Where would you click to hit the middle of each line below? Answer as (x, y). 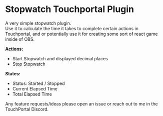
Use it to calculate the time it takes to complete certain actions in (72, 28)
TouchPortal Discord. (27, 109)
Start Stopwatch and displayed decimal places (60, 58)
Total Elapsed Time (32, 94)
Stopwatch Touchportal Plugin (69, 9)
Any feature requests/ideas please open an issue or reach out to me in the (81, 103)
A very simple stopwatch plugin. (38, 23)
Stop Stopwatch (29, 64)
